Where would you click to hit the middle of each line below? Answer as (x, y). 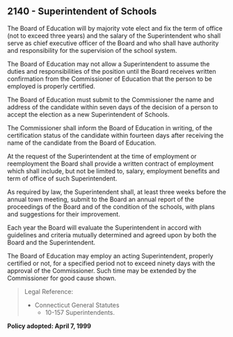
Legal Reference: (49, 291)
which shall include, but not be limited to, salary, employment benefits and (114, 171)
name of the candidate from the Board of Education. (82, 143)
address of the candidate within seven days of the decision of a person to (113, 107)
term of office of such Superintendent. (62, 178)
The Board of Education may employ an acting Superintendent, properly (110, 256)
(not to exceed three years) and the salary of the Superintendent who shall (114, 36)
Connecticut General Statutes (77, 305)
